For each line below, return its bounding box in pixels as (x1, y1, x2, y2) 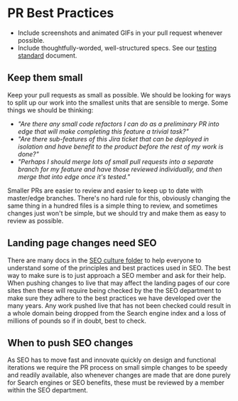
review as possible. (7, 216, 64, 225)
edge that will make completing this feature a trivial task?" (17, 127, 190, 136)
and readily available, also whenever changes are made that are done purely (7, 371, 231, 380)
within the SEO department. (7, 386, 88, 395)
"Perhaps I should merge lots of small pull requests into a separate (17, 157, 215, 166)
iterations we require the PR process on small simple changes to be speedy (7, 363, 228, 372)
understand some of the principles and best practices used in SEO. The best (7, 263, 231, 272)
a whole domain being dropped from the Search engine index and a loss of (7, 309, 226, 317)
